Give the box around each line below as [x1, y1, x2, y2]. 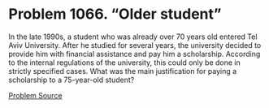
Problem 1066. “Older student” [8, 5, 222, 24]
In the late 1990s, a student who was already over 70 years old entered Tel [8, 32, 258, 41]
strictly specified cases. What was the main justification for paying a [8, 66, 237, 76]
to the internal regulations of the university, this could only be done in [8, 58, 241, 67]
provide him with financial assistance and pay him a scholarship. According [8, 49, 261, 58]
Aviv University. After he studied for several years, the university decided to [8, 40, 262, 50]
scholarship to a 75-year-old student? [8, 75, 135, 84]
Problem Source [8, 90, 63, 100]
